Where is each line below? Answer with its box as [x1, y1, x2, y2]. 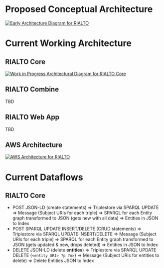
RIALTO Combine [5, 85, 59, 93]
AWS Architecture [5, 140, 63, 149]
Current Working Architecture [5, 37, 132, 49]
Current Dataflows [5, 171, 83, 183]
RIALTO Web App [5, 113, 60, 121]
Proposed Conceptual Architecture [5, 3, 153, 15]
